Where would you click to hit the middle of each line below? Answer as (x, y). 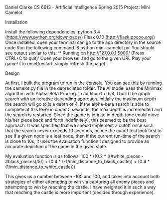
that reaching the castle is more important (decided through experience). (80, 192)
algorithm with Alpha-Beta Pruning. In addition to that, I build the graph (78, 94)
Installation (16, 22)
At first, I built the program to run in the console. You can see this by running (83, 83)
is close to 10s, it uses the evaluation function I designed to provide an (77, 141)
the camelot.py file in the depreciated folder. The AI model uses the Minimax (83, 88)
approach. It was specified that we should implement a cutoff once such (79, 125)
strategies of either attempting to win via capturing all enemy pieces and (80, 182)
